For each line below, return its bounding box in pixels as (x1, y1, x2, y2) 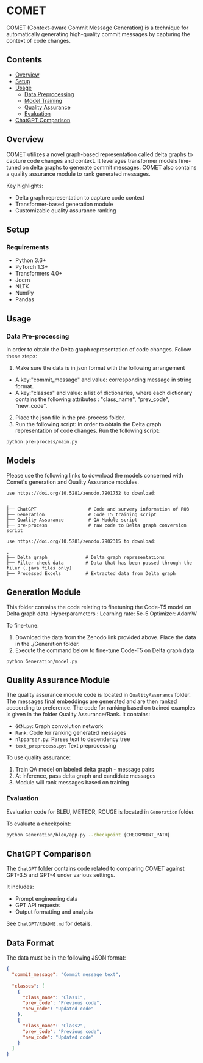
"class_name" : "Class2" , (22, 1023, 86, 1029)
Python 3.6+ (15, 257, 47, 264)
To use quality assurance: (6, 754, 71, 761)
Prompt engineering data (15, 895, 78, 903)
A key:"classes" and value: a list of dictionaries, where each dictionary (15, 389, 193, 396)
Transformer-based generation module (15, 200, 113, 208)
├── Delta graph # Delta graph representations (6, 554, 165, 560)
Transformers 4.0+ (15, 270, 63, 277)
